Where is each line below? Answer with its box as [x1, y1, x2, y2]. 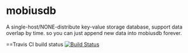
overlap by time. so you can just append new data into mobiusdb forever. [6, 29, 182, 36]
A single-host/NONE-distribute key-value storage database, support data [6, 23, 183, 30]
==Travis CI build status [6, 41, 63, 48]
